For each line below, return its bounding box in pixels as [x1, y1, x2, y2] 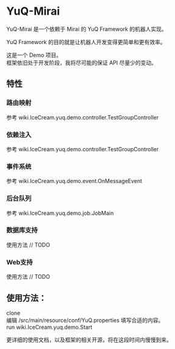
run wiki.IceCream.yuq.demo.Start [6, 323, 93, 331]
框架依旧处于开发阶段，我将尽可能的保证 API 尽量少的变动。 [6, 59, 157, 66]
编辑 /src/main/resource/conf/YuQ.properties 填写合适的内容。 [6, 317, 164, 324]
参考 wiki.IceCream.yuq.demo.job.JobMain [6, 209, 114, 217]
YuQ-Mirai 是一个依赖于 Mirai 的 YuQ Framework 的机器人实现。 [6, 25, 167, 32]
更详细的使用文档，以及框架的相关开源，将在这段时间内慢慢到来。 [6, 336, 172, 343]
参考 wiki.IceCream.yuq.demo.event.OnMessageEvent [6, 178, 142, 185]
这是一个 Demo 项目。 [6, 51, 62, 59]
